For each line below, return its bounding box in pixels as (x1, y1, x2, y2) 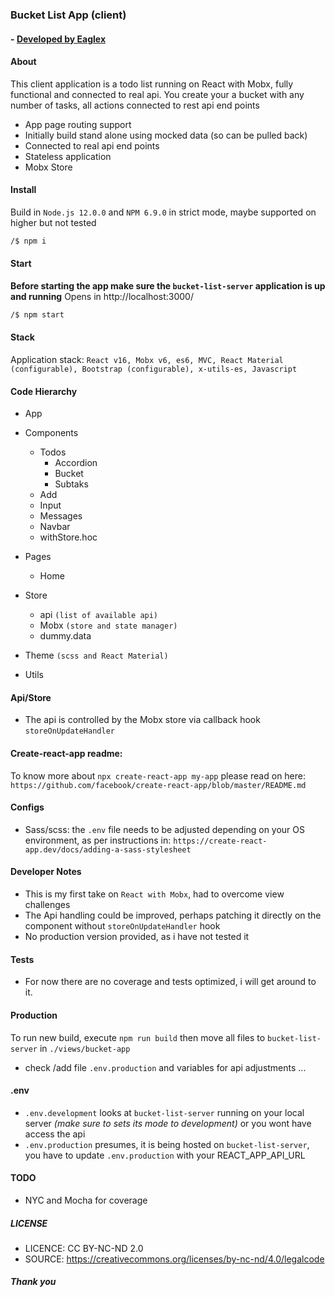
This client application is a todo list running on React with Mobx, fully (10, 78, 294, 90)
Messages (39, 510, 83, 522)
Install (10, 184, 37, 196)
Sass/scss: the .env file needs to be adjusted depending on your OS (24, 823, 306, 835)
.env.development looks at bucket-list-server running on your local (24, 1106, 305, 1118)
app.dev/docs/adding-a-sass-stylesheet (24, 844, 192, 855)
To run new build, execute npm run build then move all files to (10, 1031, 266, 1043)
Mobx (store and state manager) (39, 619, 178, 632)
